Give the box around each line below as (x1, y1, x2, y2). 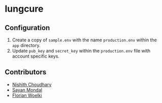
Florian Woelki (12, 92, 42, 98)
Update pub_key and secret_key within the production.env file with (12, 48, 151, 54)
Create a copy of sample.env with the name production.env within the (12, 37, 157, 43)
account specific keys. (12, 53, 59, 59)
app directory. (12, 42, 41, 48)
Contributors (5, 68, 47, 76)
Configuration (5, 23, 50, 32)
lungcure (5, 3, 44, 15)
